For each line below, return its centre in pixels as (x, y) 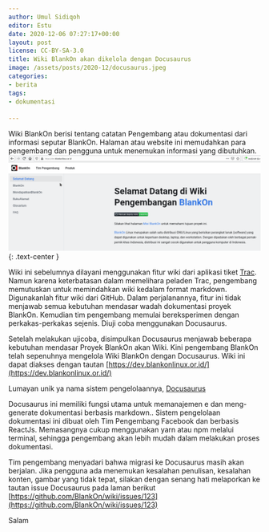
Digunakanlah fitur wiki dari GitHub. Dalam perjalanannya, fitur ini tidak (125, 298)
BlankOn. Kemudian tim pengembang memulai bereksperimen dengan (124, 315)
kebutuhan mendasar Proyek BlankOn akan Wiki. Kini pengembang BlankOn (133, 347)
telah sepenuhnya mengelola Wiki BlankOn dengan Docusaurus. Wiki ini (127, 355)
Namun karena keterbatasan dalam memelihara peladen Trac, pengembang (133, 280)
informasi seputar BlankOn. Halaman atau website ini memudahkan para (127, 142)
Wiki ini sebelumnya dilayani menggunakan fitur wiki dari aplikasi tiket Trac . (132, 272)
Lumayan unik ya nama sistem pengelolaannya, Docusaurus (107, 388)
